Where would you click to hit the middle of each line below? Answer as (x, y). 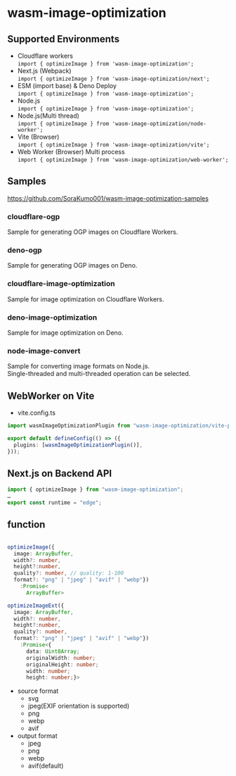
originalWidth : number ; (61, 658)
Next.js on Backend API (60, 474)
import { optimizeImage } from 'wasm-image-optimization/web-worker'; (123, 160)
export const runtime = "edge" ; (54, 503)
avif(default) (46, 766)
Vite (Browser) (38, 137)
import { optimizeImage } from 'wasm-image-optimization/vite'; (113, 145)
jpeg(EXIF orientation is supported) (79, 706)
